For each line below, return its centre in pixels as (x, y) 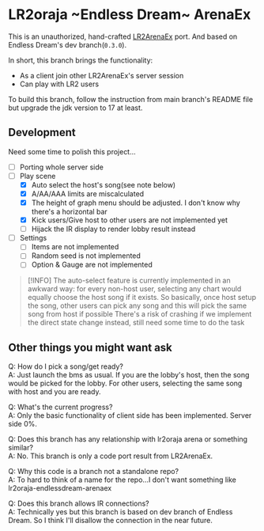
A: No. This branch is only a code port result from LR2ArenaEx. (111, 456)
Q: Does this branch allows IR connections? (79, 503)
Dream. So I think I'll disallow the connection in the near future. (111, 521)
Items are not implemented (75, 247)
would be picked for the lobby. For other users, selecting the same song (125, 383)
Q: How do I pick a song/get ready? (66, 366)
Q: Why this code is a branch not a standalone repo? (94, 472)
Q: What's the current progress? (60, 407)
